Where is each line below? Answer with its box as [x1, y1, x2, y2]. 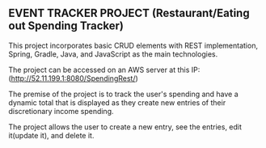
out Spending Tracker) [8, 19, 124, 33]
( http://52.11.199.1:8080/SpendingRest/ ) [8, 73, 139, 83]
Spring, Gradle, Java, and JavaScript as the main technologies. [8, 49, 218, 59]
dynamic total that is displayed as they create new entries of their [8, 97, 226, 108]
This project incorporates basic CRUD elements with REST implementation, [8, 40, 259, 50]
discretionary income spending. [8, 106, 115, 116]
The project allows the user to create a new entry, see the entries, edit [8, 121, 243, 132]
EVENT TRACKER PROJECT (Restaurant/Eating [8, 6, 250, 20]
